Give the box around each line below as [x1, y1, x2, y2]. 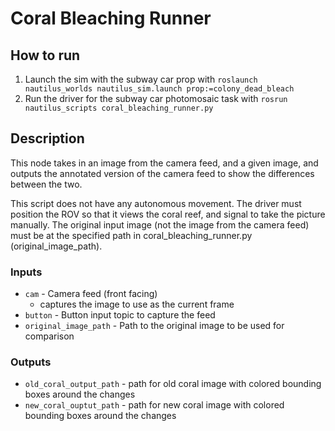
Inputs [10, 265, 43, 279]
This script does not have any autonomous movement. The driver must [10, 197, 302, 209]
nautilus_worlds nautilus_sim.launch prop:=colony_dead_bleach [24, 84, 295, 94]
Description [10, 130, 85, 147]
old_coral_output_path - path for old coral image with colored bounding [24, 378, 322, 390]
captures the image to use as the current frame [39, 298, 235, 311]
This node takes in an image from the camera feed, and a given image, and [10, 157, 319, 169]
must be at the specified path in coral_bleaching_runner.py [10, 229, 253, 241]
